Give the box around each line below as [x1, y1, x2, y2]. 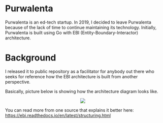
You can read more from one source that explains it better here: [5, 107, 134, 113]
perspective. [5, 79, 31, 85]
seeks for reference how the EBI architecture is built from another [5, 73, 138, 79]
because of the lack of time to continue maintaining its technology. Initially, [5, 24, 157, 30]
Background [5, 52, 56, 63]
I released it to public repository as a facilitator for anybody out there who [5, 68, 155, 74]
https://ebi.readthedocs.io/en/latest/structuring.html [5, 112, 111, 118]
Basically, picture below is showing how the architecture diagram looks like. [5, 88, 159, 94]
